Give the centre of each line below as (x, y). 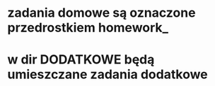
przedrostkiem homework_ (88, 28)
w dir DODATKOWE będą (81, 60)
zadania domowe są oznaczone (101, 13)
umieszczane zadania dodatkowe (108, 74)
